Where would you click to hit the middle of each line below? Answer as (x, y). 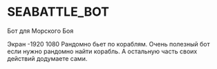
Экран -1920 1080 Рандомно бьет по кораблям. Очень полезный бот (108, 44)
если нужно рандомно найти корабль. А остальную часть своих (102, 51)
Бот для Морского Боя (40, 31)
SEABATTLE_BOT (58, 12)
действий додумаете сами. (47, 58)
